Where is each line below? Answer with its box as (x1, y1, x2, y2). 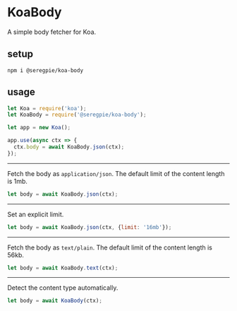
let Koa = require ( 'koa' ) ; (7, 105, 87, 112)
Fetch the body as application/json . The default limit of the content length (7, 169, 225, 177)
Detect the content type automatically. (7, 283, 119, 292)
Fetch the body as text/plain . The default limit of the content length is (7, 243, 213, 252)
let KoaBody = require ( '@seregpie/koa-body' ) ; (7, 111, 147, 119)
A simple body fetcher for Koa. (7, 28, 97, 36)
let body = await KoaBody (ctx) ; (7, 298, 102, 305)
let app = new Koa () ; (7, 124, 71, 131)
